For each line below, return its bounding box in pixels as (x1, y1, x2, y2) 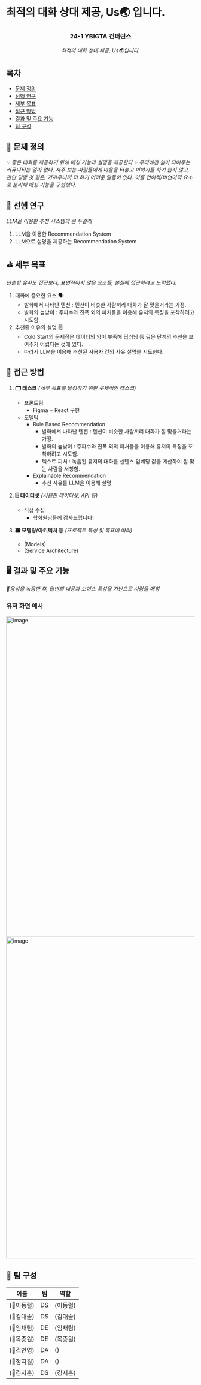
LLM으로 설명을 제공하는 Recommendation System (14, 237, 137, 245)
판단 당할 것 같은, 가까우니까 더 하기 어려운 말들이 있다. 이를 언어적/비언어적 (6, 174, 182, 181)
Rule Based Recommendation (32, 420, 106, 427)
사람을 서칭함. (48, 465, 81, 472)
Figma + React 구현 (32, 406, 80, 414)
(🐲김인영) (9, 1347, 35, 1355)
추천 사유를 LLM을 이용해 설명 (41, 479, 112, 486)
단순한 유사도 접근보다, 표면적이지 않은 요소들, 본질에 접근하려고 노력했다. (6, 279, 177, 286)
